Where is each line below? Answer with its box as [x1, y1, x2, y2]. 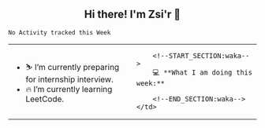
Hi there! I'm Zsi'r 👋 [84, 8, 181, 21]
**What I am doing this [162, 68, 252, 77]
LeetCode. [25, 93, 65, 104]
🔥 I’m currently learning [25, 84, 113, 95]
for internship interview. [25, 74, 114, 85]
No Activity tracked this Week [8, 28, 111, 36]
